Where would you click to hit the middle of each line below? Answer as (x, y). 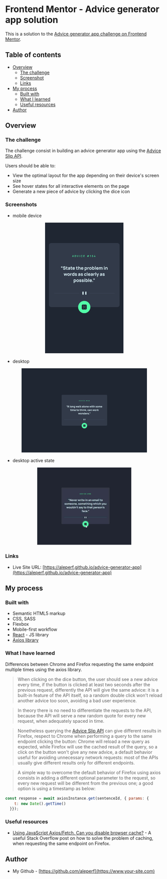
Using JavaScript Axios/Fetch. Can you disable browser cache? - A (82, 833)
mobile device (27, 215)
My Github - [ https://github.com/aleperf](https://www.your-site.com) (83, 871)
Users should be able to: (31, 166)
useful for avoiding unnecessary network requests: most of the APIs (88, 757)
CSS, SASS (24, 619)
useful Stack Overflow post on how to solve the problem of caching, (83, 838)
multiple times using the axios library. (44, 670)
